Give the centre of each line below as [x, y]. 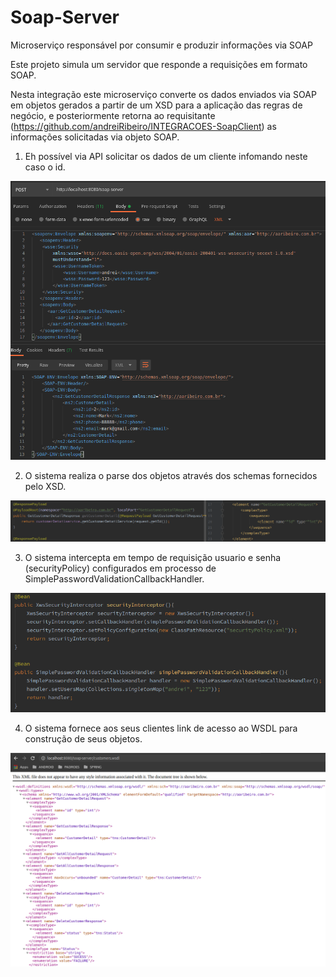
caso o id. [45, 167]
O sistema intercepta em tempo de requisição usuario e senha [153, 557]
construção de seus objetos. [83, 739]
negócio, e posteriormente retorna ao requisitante [113, 115]
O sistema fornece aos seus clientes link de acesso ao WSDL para [161, 728]
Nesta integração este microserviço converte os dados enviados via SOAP [163, 94]
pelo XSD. [45, 487]
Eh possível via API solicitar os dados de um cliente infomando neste [166, 156]
